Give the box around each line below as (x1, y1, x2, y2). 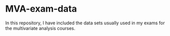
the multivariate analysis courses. (5, 25, 76, 31)
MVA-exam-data (5, 3, 77, 15)
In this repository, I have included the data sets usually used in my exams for (5, 20, 165, 26)
